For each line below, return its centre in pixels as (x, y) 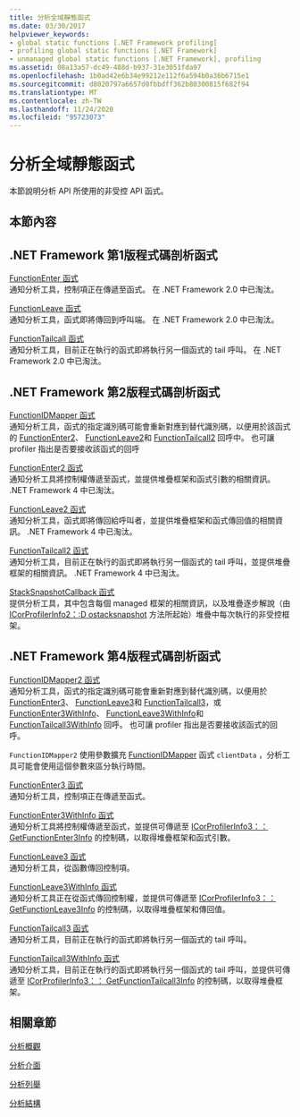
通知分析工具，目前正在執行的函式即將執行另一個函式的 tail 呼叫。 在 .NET (146, 350)
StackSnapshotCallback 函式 (62, 593)
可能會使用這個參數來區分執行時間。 (83, 765)
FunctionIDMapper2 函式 (55, 679)
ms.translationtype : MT (54, 92)
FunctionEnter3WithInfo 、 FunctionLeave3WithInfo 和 (106, 713)
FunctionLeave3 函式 (48, 857)
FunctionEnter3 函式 (46, 785)
